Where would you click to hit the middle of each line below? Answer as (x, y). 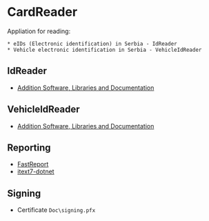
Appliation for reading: (39, 31)
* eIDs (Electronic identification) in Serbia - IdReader (92, 44)
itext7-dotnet (36, 172)
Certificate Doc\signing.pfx (56, 210)
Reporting (29, 147)
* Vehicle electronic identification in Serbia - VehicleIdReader (104, 50)
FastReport (33, 164)
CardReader (42, 12)
